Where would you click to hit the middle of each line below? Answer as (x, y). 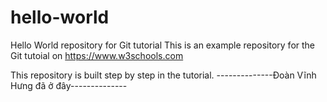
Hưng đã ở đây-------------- (69, 85)
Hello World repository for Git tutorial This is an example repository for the (163, 45)
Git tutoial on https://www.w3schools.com (97, 55)
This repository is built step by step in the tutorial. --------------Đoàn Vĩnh (163, 75)
